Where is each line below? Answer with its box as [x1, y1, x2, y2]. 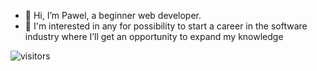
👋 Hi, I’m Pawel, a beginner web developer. [24, 10, 202, 21]
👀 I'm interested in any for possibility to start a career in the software [24, 20, 308, 32]
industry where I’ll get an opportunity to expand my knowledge [24, 31, 284, 42]
